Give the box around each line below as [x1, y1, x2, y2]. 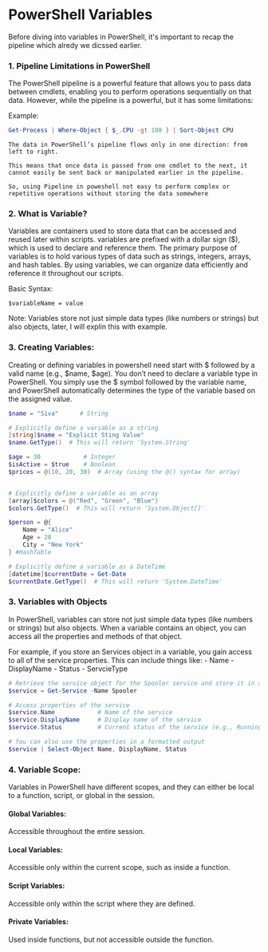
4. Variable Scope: [8, 764, 81, 775]
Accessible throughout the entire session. [8, 827, 145, 836]
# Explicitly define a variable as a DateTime [8, 563, 166, 571]
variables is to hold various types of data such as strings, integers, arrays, [8, 251, 251, 261]
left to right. [8, 148, 59, 156]
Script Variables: [8, 881, 65, 891]
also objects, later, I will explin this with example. [8, 322, 167, 332]
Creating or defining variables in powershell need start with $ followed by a [8, 360, 255, 369]
